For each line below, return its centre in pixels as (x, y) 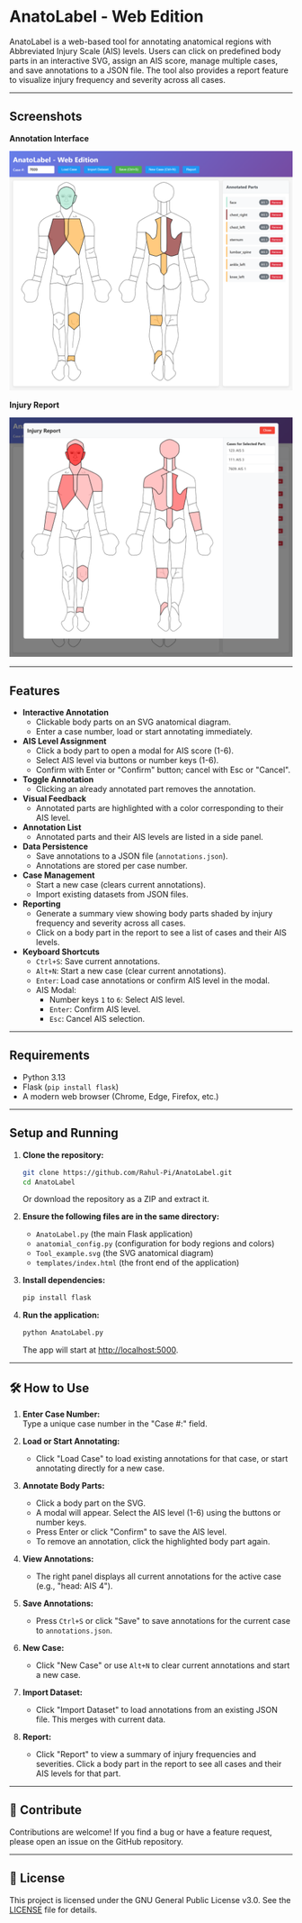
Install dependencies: (64, 1280)
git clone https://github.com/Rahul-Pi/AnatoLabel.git (127, 1172)
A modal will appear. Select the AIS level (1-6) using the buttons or (158, 1513)
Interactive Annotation (66, 713)
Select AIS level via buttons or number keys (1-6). (127, 761)
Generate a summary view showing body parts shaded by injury (154, 914)
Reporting (41, 904)
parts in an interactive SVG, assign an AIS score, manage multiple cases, (144, 60)
